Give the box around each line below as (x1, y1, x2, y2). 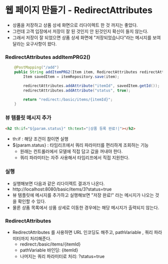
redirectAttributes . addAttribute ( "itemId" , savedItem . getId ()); (23, 83, 160, 88)
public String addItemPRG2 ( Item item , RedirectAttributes (14, 69, 137, 75)
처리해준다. (29, 235, 51, 241)
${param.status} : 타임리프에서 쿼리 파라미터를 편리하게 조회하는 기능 (12, 142, 149, 148)
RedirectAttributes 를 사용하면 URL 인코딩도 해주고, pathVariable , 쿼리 (12, 229, 153, 235)
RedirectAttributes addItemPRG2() (5, 53, 91, 60)
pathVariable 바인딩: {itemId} (19, 247, 78, 253)
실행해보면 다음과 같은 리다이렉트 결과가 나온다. (12, 180, 105, 186)
